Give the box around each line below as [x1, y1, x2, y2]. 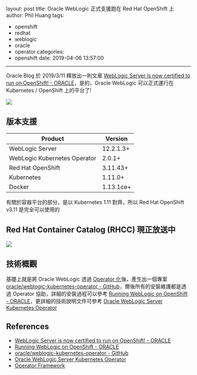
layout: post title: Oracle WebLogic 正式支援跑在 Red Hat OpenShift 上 [6, 5, 174, 12]
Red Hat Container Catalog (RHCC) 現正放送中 [6, 225, 176, 235]
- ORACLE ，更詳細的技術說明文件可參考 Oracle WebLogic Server [6, 298, 163, 305]
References [6, 321, 49, 331]
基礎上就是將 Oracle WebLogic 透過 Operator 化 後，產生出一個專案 [6, 276, 168, 283]
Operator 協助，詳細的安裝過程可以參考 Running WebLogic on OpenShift [12, 290, 188, 297]
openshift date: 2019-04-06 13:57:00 [14, 55, 104, 61]
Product [41, 134, 64, 142]
